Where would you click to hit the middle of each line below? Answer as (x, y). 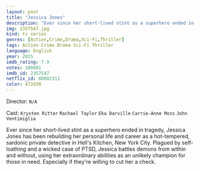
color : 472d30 (24, 85)
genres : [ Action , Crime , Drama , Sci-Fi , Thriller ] (65, 40)
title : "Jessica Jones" (36, 17)
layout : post (22, 12)
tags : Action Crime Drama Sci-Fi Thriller (60, 46)
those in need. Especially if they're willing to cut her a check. (81, 162)
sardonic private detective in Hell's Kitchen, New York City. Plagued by (93, 142)
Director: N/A (22, 101)
